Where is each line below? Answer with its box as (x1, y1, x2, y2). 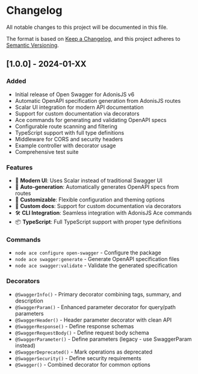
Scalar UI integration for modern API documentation (14, 103, 144, 111)
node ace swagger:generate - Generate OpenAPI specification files (14, 256, 179, 263)
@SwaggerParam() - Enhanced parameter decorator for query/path (14, 303, 176, 310)
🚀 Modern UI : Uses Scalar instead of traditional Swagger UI (14, 177, 162, 184)
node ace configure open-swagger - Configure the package (14, 249, 161, 256)
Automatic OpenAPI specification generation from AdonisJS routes (14, 97, 181, 104)
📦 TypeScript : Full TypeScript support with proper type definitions (14, 218, 182, 225)
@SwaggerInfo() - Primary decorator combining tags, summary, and (14, 290, 182, 298)
